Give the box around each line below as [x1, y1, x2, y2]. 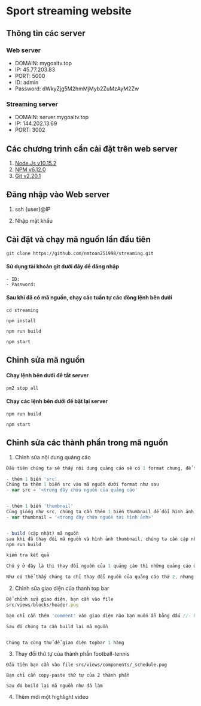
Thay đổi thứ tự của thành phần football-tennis [14, 650, 130, 657]
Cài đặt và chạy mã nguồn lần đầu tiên [6, 235, 151, 245]
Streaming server [6, 100, 58, 108]
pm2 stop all [6, 385, 39, 391]
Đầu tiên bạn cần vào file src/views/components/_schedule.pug [6, 662, 167, 668]
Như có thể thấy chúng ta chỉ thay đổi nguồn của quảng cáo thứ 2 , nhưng [6, 574, 194, 580]
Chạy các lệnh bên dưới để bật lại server [6, 398, 108, 405]
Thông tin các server [6, 28, 86, 38]
